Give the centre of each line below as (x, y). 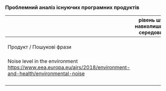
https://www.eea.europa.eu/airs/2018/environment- (69, 67)
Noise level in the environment (43, 61)
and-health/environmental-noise (46, 74)
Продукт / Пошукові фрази (40, 47)
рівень (147, 20)
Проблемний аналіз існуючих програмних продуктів (72, 7)
